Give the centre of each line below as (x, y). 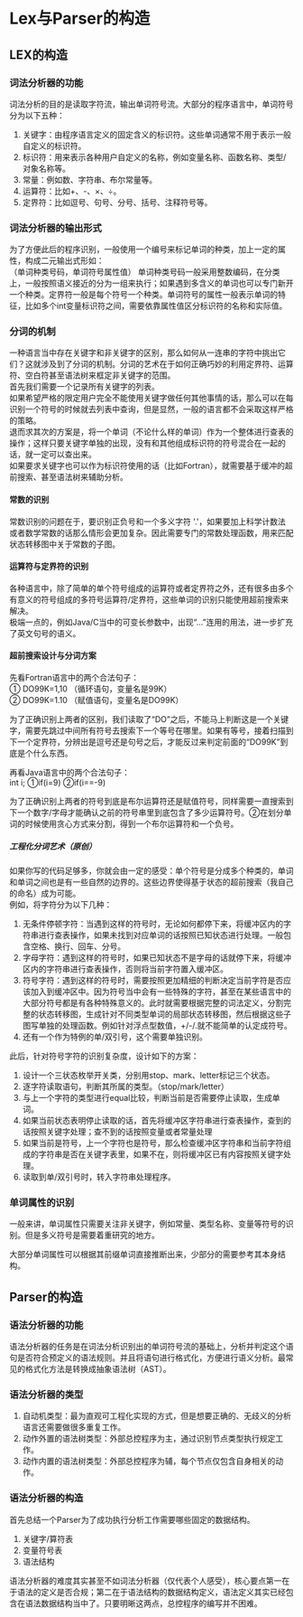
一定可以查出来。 (64, 455)
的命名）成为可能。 (45, 893)
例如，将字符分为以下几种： (61, 905)
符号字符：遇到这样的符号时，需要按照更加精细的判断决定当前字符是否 (153, 981)
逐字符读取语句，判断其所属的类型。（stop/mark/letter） (125, 1086)
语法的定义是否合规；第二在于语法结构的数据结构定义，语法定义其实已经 (151, 1592)
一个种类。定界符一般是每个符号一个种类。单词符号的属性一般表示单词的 (143, 295)
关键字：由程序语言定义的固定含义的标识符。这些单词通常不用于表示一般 (156, 134)
